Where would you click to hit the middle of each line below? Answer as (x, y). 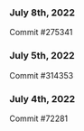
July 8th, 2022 (42, 13)
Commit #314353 (42, 75)
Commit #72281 (39, 118)
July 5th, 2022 (42, 56)
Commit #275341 (41, 33)
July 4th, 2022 (42, 98)
